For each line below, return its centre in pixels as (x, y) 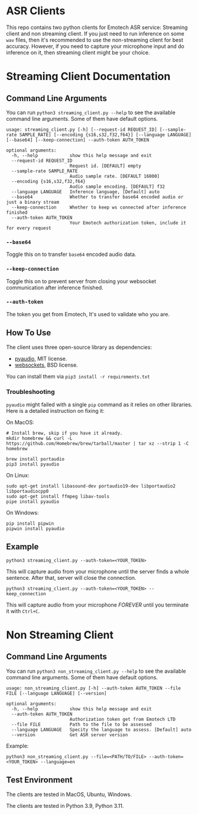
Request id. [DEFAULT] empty (106, 166)
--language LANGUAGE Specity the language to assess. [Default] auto (102, 730)
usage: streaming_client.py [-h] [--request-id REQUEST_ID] (82, 129)
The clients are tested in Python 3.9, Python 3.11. (65, 806)
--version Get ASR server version (70, 735)
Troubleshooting (30, 392)
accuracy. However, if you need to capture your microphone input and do (95, 46)
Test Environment (39, 780)
